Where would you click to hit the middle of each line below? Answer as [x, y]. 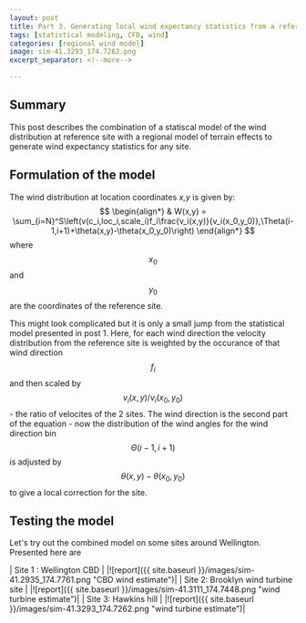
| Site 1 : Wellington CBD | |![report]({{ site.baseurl [103, 570]
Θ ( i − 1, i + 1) [153, 447]
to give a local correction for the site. [78, 492]
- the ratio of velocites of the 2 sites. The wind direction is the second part [149, 414]
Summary [38, 105]
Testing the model [62, 521]
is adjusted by [36, 462]
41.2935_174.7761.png [50, 580]
